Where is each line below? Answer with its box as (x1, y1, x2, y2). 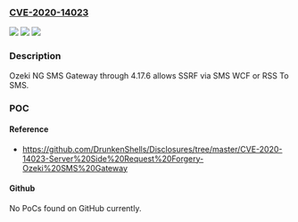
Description (9, 50, 62, 62)
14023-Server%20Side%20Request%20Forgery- (21, 153, 204, 164)
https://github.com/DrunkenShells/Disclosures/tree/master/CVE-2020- (21, 144, 283, 154)
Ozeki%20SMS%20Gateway (21, 162, 128, 173)
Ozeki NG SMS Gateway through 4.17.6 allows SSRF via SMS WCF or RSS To (9, 70, 289, 81)
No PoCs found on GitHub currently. (9, 202, 142, 213)
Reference (9, 124, 49, 135)
